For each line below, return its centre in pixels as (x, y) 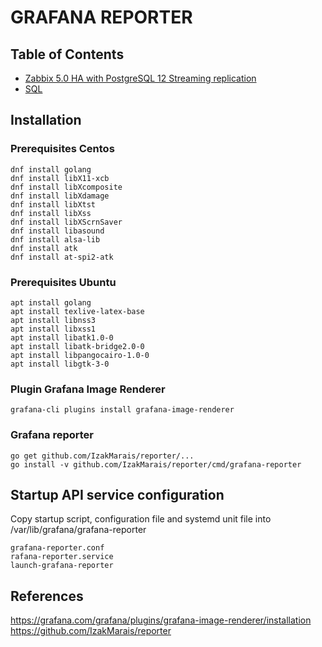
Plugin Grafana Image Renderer (88, 389)
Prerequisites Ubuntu (63, 282)
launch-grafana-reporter (62, 566)
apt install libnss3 (53, 320)
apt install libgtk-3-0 (60, 364)
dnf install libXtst (53, 204)
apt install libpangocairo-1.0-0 (80, 355)
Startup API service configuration (117, 494)
